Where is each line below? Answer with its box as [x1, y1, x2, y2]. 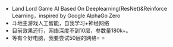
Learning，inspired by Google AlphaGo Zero [11, 12, 121, 19]
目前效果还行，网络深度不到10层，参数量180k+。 [11, 27, 131, 34]
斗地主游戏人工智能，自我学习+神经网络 [11, 20, 110, 26]
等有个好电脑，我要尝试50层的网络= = [11, 35, 105, 41]
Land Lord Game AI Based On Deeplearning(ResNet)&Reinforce [11, 5, 168, 12]
